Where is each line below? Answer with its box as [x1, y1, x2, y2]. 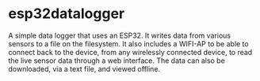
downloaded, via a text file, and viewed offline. [8, 64, 161, 73]
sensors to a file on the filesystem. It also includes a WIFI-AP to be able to [8, 39, 249, 48]
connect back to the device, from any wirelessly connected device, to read [8, 47, 253, 57]
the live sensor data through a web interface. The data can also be [8, 56, 226, 65]
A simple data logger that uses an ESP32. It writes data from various [8, 31, 231, 40]
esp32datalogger [8, 5, 125, 23]
